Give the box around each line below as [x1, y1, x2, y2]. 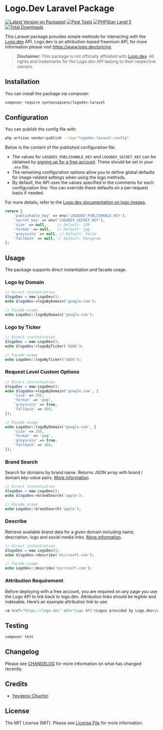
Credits [5, 680, 28, 688]
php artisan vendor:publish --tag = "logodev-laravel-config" [5, 136, 130, 141]
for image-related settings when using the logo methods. [12, 174, 126, 180]
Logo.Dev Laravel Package [5, 3, 115, 14]
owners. [16, 64, 33, 69]
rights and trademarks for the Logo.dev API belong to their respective [16, 58, 156, 64]
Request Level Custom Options [5, 369, 80, 375]
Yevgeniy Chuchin [12, 693, 49, 698]
